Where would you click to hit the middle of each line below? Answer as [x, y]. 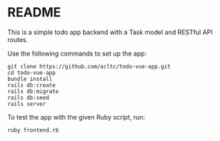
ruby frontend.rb [33, 130]
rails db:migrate [33, 91]
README [34, 12]
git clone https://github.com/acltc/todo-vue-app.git [89, 66]
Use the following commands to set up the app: [77, 53]
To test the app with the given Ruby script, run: [76, 117]
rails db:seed [29, 98]
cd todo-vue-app [31, 73]
